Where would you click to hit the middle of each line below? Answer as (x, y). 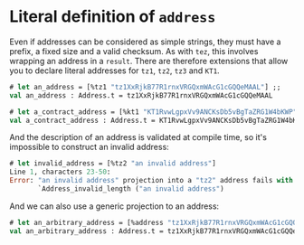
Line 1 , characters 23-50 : (60, 172)
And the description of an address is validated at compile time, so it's (138, 137)
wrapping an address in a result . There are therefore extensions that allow (149, 61)
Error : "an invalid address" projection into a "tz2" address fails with (152, 181)
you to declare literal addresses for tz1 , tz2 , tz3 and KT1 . (114, 71)
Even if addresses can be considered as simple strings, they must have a (145, 42)
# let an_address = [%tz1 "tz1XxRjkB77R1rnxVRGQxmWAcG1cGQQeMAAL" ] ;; (145, 87)
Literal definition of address (113, 17)
